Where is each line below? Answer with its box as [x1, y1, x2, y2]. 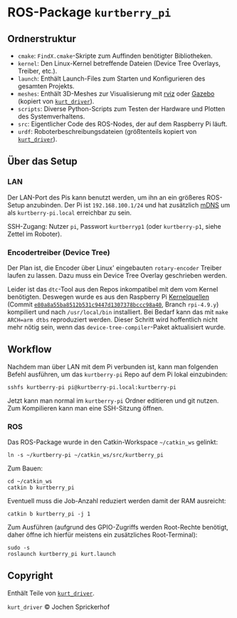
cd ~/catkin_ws [7, 478, 53, 485]
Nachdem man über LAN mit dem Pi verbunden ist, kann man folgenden [7, 362, 218, 371]
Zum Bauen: [7, 464, 43, 473]
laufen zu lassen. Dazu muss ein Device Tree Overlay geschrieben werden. [7, 271, 228, 279]
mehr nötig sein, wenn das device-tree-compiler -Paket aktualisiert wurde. [7, 322, 226, 331]
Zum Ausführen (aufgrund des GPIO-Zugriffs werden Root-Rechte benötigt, [7, 523, 229, 532]
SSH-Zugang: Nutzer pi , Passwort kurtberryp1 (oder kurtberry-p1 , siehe [7, 222, 222, 230]
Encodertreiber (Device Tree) [7, 247, 110, 257]
